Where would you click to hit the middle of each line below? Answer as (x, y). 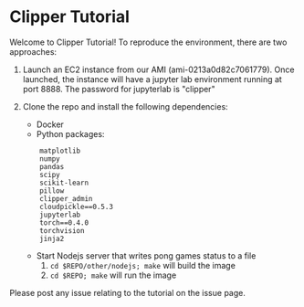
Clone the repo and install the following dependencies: (125, 106)
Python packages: (70, 133)
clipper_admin (66, 198)
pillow (52, 191)
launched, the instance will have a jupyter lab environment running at (152, 79)
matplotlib (60, 151)
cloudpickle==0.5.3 (77, 206)
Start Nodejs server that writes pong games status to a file (146, 255)
